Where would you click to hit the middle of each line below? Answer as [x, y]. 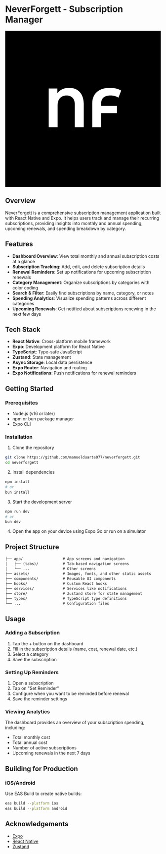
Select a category [30, 654]
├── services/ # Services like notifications [66, 589]
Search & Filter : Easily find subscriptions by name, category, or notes [83, 293]
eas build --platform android [36, 809]
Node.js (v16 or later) [34, 414]
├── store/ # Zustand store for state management [74, 594]
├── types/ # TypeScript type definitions [66, 599]
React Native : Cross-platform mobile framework [62, 342]
